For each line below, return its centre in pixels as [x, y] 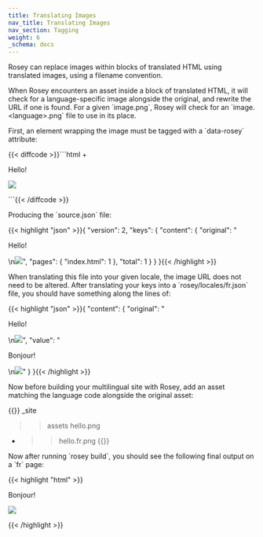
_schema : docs [31, 45]
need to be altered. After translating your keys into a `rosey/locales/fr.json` [128, 285]
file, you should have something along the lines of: [89, 294]
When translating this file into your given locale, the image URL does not [125, 277]
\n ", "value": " [34, 340]
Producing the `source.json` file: [60, 215]
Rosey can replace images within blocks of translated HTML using [115, 67]
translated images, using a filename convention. [86, 75]
